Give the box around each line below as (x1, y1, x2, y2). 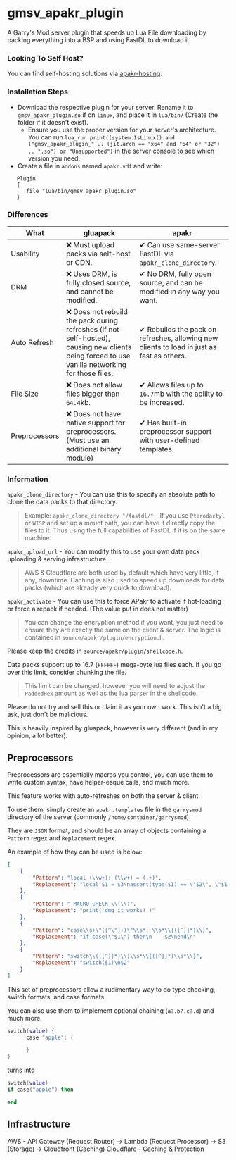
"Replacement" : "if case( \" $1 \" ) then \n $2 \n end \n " (32, 933, 197, 940)
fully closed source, (65, 277, 131, 287)
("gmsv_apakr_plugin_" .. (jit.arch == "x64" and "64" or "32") (27, 140, 221, 147)
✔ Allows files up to (139, 380, 204, 389)
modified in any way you (139, 287, 220, 297)
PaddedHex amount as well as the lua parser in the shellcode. (24, 689, 198, 698)
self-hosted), (65, 333, 111, 343)
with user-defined (139, 435, 200, 445)
